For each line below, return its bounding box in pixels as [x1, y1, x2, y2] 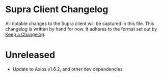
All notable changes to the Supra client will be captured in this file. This [5, 20, 154, 27]
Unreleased [5, 49, 56, 61]
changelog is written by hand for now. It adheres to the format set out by [5, 25, 157, 32]
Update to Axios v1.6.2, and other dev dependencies [12, 66, 123, 72]
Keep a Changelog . [5, 31, 46, 37]
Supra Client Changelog [5, 4, 109, 15]
